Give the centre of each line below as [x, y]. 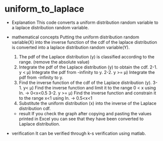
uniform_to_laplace [44, 9]
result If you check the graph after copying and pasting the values [85, 113]
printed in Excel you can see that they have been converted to [81, 119]
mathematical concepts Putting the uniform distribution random [75, 37]
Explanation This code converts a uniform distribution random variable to [85, 22]
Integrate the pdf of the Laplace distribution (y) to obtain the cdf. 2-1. [88, 67]
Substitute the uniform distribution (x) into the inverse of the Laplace [88, 103]
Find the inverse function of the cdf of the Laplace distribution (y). [85, 82]
